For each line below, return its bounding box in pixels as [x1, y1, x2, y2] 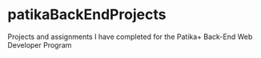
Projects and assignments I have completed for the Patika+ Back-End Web [7, 32, 253, 41]
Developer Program [7, 40, 72, 49]
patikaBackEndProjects [7, 6, 167, 24]
